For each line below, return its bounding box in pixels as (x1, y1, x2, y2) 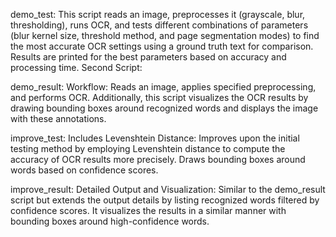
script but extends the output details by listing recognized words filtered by (10, 194, 320, 206)
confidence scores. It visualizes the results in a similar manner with (10, 205, 287, 216)
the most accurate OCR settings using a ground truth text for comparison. (10, 40, 314, 52)
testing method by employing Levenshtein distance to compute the (10, 143, 286, 154)
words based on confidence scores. (10, 164, 159, 176)
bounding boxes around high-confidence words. (10, 215, 210, 227)
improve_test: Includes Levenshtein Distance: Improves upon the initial (10, 132, 300, 144)
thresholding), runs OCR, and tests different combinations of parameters (10, 19, 309, 31)
